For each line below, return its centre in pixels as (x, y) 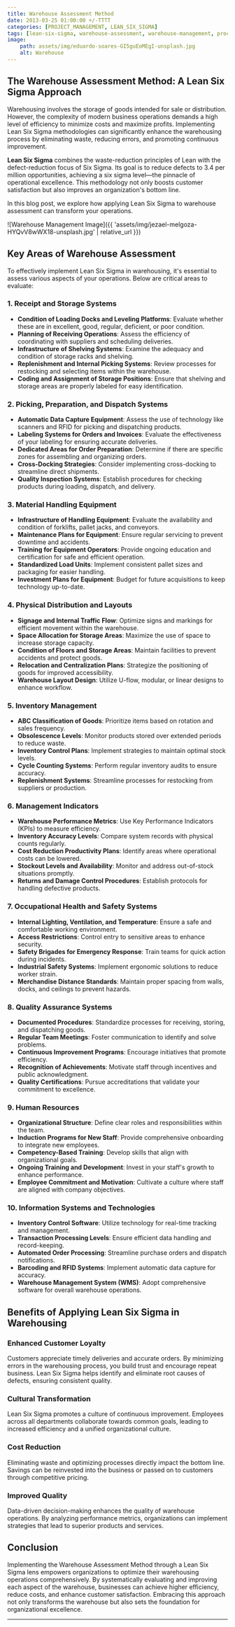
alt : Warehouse (42, 53)
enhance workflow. (45, 687)
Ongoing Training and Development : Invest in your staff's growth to (116, 1167)
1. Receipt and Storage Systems (62, 304)
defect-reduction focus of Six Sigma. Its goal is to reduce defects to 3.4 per (116, 167)
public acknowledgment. (53, 1074)
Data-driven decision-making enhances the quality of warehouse (101, 1511)
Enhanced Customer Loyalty (57, 1343)
